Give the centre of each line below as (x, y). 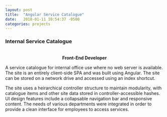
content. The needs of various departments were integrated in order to (78, 104)
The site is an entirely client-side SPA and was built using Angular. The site (82, 73)
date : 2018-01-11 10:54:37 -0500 (43, 19)
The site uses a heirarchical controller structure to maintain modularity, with (83, 88)
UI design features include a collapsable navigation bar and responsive (79, 98)
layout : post (19, 10)
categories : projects (28, 24)
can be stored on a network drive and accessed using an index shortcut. (80, 78)
